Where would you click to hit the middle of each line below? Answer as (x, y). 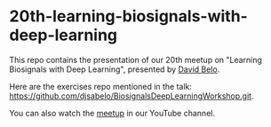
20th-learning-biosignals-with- (129, 16)
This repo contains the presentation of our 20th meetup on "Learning (135, 60)
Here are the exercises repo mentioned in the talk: (101, 86)
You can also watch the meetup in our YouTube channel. (112, 113)
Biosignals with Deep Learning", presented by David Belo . (115, 69)
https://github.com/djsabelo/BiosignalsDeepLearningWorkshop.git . (132, 96)
